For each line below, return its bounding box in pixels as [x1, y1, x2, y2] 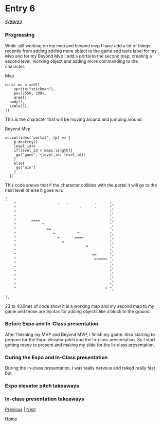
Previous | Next [5, 407, 36, 412]
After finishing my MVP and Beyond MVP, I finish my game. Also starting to [5, 332, 155, 337]
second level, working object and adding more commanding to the [5, 58, 138, 64]
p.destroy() [14, 139, 38, 144]
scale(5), [9, 103, 29, 109]
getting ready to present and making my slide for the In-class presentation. [5, 342, 155, 348]
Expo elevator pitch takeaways [5, 383, 79, 389]
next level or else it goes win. [5, 187, 64, 193]
